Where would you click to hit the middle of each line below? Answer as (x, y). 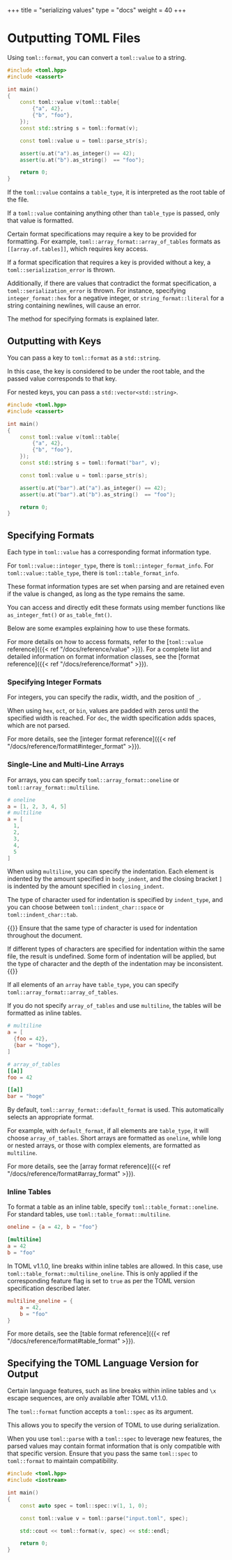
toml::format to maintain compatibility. (63, 1461)
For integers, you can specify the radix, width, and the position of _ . (104, 697)
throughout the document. (45, 935)
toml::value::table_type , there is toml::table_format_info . (93, 573)
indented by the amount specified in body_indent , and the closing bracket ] (115, 879)
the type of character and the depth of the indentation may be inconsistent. (115, 964)
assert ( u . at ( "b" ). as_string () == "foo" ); (82, 160)
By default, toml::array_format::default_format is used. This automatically (116, 1110)
